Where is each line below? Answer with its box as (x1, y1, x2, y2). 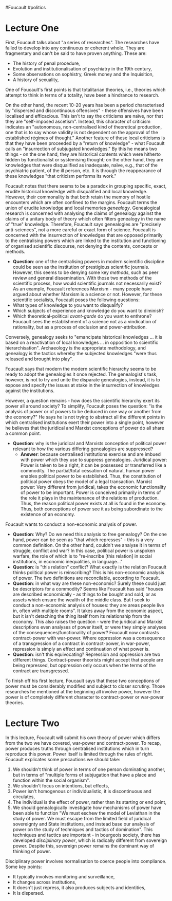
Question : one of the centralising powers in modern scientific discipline (12, 258, 165, 264)
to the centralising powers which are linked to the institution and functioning (5, 237, 166, 244)
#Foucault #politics (5, 5, 46, 10)
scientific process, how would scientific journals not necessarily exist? (12, 280, 162, 286)
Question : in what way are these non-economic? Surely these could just (12, 580, 166, 586)
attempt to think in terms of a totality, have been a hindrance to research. (5, 92, 160, 98)
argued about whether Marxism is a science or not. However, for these (12, 291, 162, 297)
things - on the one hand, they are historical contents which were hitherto (5, 151, 161, 157)
